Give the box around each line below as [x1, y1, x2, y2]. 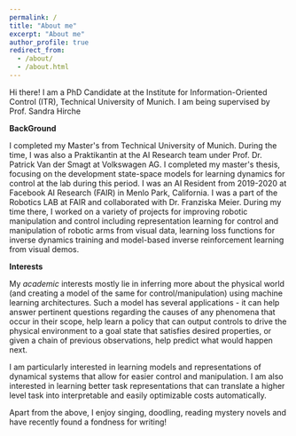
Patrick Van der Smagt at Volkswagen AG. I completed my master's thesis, [9, 159, 281, 170]
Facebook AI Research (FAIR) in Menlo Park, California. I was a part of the [9, 187, 278, 198]
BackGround [9, 123, 57, 133]
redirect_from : [9, 46, 66, 55]
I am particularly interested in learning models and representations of [9, 361, 261, 372]
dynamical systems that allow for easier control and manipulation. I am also [9, 370, 284, 382]
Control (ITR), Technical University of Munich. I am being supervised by [9, 96, 270, 107]
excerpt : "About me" [9, 29, 86, 38]
